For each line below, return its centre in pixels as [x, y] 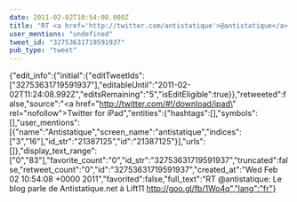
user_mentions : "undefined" [61, 34]
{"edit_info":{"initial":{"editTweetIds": [77, 75]
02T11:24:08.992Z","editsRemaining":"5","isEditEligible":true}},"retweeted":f [148, 95]
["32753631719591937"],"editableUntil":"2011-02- [100, 85]
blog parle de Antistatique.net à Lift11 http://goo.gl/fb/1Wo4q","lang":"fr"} [143, 189]
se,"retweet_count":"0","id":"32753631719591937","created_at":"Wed [136, 170]
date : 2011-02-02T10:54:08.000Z [69, 17]
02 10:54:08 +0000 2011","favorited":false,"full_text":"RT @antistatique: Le [146, 179]
